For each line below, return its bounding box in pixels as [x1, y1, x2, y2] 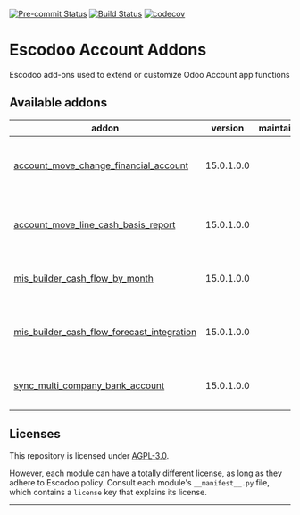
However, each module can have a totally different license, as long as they [9, 468, 283, 478]
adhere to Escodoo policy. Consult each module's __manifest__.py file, [9, 477, 270, 487]
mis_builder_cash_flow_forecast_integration [13, 325, 197, 338]
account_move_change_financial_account [13, 159, 189, 172]
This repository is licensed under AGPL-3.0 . [9, 450, 170, 460]
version [211, 122, 245, 134]
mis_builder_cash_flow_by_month [13, 272, 154, 284]
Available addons [9, 95, 108, 111]
